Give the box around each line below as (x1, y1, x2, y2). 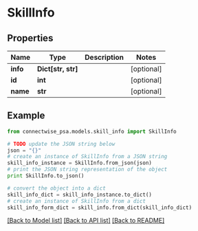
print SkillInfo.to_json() (7, 173, 85, 179)
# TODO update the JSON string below (7, 140, 115, 147)
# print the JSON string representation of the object (7, 166, 168, 173)
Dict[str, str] (36, 64, 78, 74)
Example (7, 110, 45, 122)
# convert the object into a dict (7, 184, 107, 192)
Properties (7, 32, 54, 44)
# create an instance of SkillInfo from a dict (7, 197, 146, 204)
